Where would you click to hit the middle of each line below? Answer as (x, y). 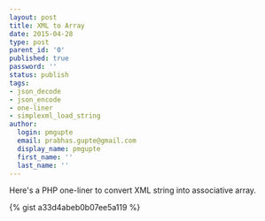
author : (23, 125)
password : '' (33, 67)
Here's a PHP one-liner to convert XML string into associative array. (133, 190)
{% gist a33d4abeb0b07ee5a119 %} (75, 208)
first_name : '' (45, 157)
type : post (29, 42)
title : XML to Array (47, 26)
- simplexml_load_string (55, 116)
